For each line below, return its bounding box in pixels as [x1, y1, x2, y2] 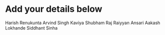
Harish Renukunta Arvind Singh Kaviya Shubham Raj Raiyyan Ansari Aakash [5, 20, 161, 26]
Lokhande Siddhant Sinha [5, 25, 58, 31]
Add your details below [5, 3, 103, 15]
